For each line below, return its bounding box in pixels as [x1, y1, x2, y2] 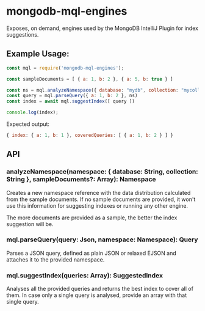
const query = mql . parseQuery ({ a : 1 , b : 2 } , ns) [6, 93, 138, 99]
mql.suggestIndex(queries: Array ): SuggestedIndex [6, 271, 164, 279]
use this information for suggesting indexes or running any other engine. [6, 202, 188, 209]
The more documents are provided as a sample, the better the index [6, 214, 178, 221]
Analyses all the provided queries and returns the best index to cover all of [6, 285, 194, 293]
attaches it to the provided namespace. [6, 255, 105, 263]
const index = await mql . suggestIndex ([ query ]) [6, 98, 135, 104]
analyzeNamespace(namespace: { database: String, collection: [6, 167, 198, 176]
